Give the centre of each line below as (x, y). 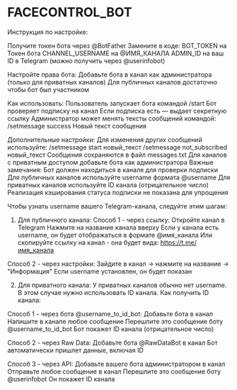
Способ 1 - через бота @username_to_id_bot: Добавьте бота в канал (110, 313)
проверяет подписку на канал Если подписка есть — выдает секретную (117, 111)
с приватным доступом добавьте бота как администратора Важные (110, 162)
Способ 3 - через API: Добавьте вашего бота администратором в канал (116, 364)
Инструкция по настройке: (48, 32)
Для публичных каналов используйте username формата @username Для (119, 177)
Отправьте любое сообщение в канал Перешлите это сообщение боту (114, 371)
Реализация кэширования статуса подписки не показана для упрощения (118, 192)
